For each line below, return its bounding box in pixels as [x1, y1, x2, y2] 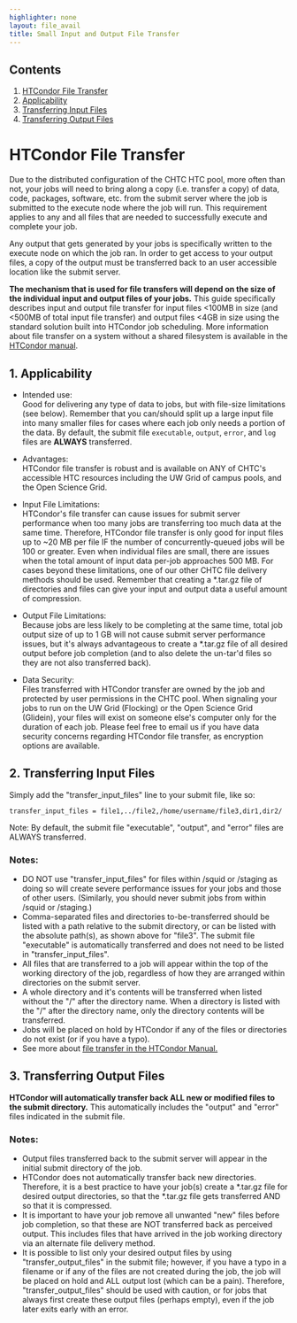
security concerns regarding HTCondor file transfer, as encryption [21, 731, 263, 741]
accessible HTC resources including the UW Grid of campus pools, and [21, 472, 282, 483]
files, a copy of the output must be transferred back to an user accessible [9, 258, 277, 268]
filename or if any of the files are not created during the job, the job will [21, 1266, 281, 1277]
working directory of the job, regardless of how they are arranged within [21, 968, 286, 979]
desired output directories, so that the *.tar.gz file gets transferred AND [21, 1191, 281, 1202]
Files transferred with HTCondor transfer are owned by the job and [21, 684, 265, 694]
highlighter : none [9, 12, 77, 22]
